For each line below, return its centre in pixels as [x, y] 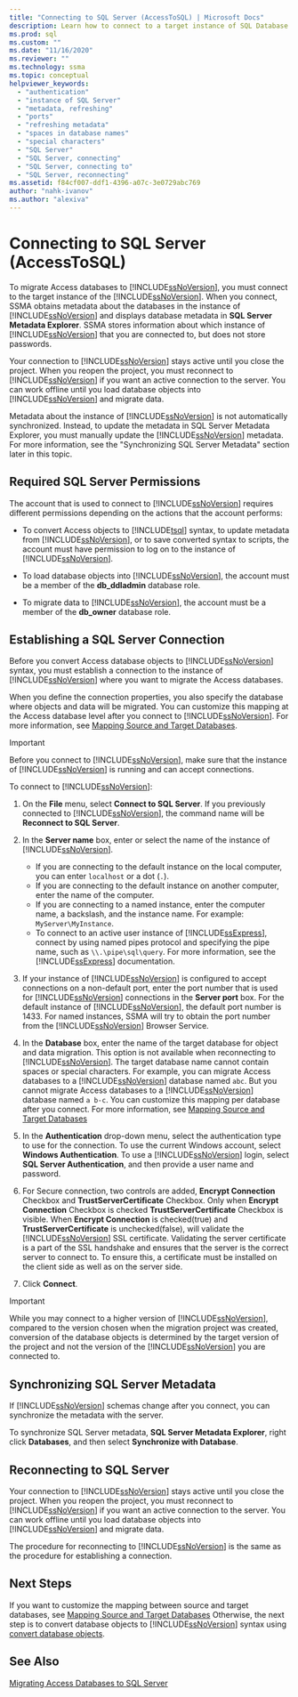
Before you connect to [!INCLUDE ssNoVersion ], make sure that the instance [148, 760]
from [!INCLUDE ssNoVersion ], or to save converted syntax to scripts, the [155, 539]
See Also [34, 1662]
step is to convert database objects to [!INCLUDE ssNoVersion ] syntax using [148, 1624]
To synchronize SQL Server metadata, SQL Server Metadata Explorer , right [148, 1433]
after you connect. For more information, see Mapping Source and [143, 1110]
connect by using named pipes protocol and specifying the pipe [152, 942]
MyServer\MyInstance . [74, 924]
